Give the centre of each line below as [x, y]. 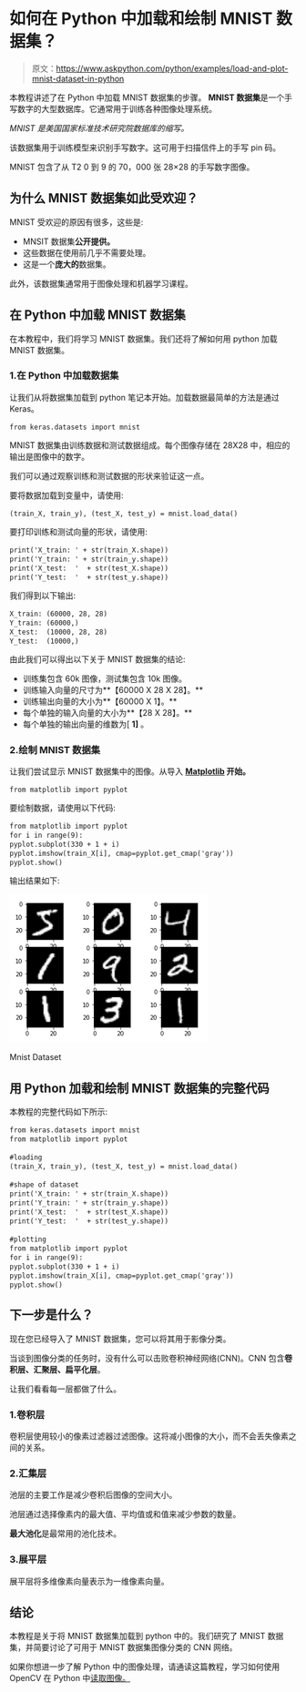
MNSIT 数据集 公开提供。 [69, 241]
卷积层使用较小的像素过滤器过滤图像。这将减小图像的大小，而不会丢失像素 [149, 1436]
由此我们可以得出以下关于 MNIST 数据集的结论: [97, 659]
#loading [26, 1157]
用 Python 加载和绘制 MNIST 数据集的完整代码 [140, 1088]
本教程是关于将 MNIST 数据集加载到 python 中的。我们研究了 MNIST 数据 [147, 1636]
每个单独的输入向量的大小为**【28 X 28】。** [107, 712]
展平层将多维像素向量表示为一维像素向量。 [89, 1581]
